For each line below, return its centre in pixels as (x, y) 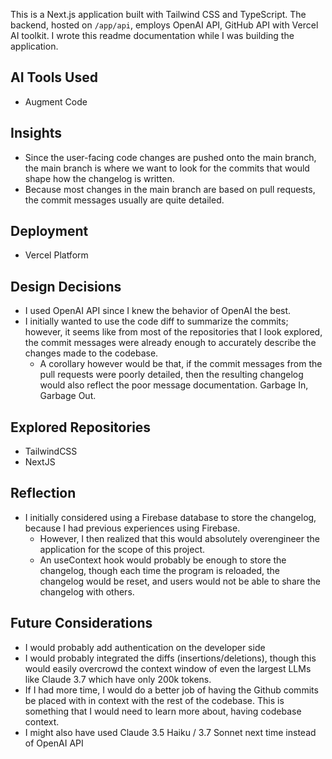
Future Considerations (81, 623)
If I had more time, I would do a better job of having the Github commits (171, 690)
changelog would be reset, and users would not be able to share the (180, 581)
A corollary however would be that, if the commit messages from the (181, 364)
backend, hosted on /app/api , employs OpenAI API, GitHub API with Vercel (164, 25)
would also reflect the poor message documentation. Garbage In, (174, 385)
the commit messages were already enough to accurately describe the (170, 343)
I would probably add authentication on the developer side (145, 647)
